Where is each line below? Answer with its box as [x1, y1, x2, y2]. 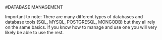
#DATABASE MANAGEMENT [5, 4, 63, 10]
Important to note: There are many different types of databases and [5, 14, 143, 19]
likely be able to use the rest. [5, 30, 64, 35]
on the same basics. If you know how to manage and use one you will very [5, 24, 158, 30]
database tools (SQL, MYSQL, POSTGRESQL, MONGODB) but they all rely [5, 19, 156, 25]
